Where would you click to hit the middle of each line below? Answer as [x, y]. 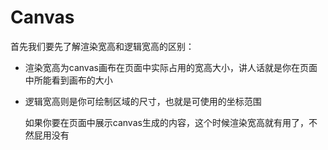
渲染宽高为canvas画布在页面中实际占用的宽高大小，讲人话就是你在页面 [171, 67]
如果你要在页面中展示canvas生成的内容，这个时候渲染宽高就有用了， [166, 122]
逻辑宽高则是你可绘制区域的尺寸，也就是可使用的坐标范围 [143, 101]
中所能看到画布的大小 [68, 80]
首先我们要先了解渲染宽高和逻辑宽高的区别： [102, 46]
